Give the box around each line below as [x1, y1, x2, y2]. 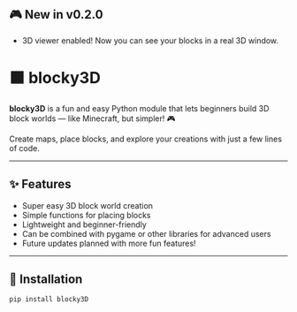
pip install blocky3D [9, 295, 89, 304]
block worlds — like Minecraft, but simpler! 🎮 [9, 113, 176, 124]
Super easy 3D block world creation [21, 200, 153, 210]
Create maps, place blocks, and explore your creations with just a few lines [9, 133, 283, 144]
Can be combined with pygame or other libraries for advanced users [21, 228, 271, 239]
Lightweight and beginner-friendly [21, 219, 148, 230]
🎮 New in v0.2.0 [9, 7, 103, 22]
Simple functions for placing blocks [21, 209, 151, 220]
